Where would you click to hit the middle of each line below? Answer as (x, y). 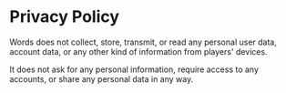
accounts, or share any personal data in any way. (102, 78)
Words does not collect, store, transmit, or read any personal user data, (143, 42)
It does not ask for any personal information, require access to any (134, 69)
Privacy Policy (65, 17)
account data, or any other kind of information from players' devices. (138, 51)
